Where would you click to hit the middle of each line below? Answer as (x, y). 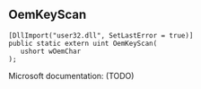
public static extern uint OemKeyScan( (83, 43)
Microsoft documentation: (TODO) (71, 76)
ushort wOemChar (51, 51)
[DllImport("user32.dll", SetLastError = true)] (101, 35)
